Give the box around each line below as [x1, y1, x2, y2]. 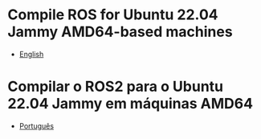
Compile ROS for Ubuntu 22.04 [7, 6, 218, 24]
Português [18, 121, 54, 130]
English [18, 49, 44, 59]
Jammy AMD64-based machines [7, 22, 234, 41]
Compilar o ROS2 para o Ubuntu [7, 78, 224, 96]
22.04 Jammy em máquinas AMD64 [7, 95, 254, 113]
